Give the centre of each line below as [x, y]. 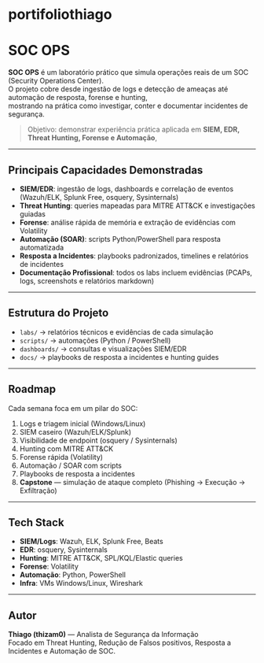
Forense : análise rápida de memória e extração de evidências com [127, 222]
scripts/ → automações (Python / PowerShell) [95, 340]
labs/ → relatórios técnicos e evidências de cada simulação [116, 331]
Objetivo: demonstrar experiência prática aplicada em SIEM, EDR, [133, 130]
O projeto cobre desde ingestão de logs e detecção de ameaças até [118, 89]
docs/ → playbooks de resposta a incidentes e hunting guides [119, 357]
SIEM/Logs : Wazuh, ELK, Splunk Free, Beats [91, 542]
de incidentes [42, 264]
